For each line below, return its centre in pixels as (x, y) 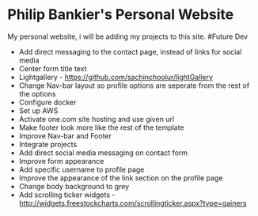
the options (37, 93)
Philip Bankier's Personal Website (121, 15)
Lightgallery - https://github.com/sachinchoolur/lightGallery (116, 77)
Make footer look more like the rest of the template (101, 127)
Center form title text (53, 68)
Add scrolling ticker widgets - (67, 195)
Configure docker (47, 102)
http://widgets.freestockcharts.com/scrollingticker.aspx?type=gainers (133, 203)
